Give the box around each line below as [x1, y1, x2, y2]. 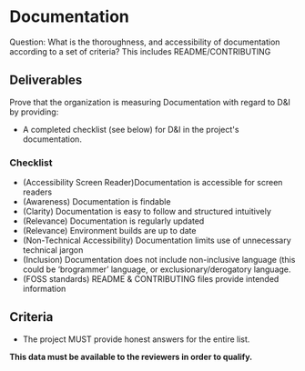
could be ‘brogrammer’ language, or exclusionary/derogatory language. [22, 264, 291, 275]
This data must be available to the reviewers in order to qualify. [9, 351, 253, 362]
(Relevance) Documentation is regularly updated [22, 216, 205, 226]
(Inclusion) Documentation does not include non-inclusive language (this [22, 255, 296, 266]
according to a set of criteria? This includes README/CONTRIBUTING [9, 45, 271, 56]
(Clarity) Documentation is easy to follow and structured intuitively [22, 206, 271, 217]
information [22, 284, 66, 295]
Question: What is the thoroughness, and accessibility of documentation [9, 36, 280, 47]
